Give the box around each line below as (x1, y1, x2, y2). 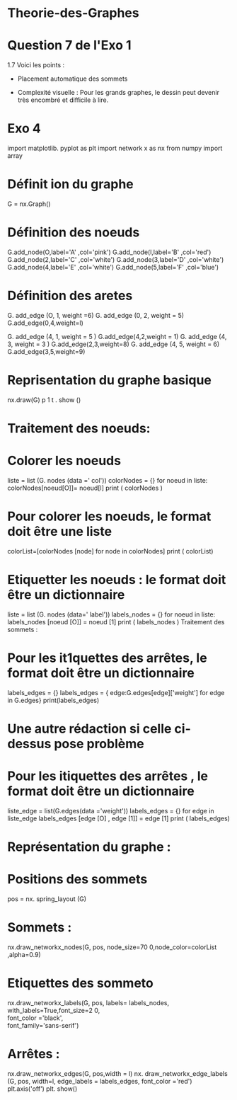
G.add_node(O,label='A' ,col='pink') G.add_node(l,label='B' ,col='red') (7, 248, 212, 256)
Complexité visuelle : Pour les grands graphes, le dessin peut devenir (17, 88, 219, 97)
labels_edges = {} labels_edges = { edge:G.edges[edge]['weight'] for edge (7, 688, 225, 697)
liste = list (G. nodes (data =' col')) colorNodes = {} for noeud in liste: (7, 476, 208, 484)
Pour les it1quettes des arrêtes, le (7, 650, 207, 666)
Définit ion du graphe (7, 176, 134, 193)
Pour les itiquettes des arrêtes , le (7, 768, 209, 784)
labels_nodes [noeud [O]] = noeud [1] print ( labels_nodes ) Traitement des (7, 617, 225, 626)
